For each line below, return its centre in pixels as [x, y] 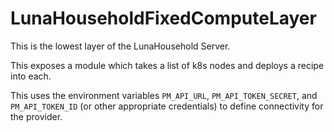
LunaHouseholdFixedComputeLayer [163, 18]
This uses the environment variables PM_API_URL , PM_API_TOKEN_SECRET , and [164, 95]
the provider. [36, 116]
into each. [31, 76]
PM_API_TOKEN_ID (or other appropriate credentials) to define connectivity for [167, 106]
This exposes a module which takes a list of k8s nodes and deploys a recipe [167, 65]
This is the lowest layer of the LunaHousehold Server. [120, 46]
